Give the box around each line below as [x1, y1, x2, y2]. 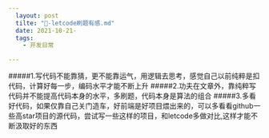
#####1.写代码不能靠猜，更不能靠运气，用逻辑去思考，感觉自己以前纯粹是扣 [8, 71, 260, 81]
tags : [15, 34, 34, 42]
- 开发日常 [22, 41, 54, 49]
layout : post [15, 11, 59, 20]
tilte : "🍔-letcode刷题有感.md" [15, 19, 115, 27]
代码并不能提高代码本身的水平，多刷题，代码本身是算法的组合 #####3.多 [8, 91, 250, 101]
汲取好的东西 [14, 121, 58, 131]
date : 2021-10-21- [15, 26, 78, 34]
